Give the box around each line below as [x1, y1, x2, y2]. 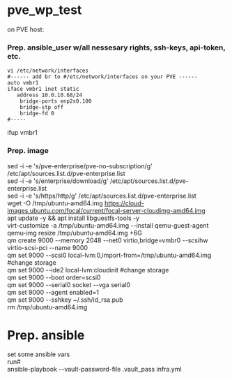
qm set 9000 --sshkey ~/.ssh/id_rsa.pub [7, 295, 123, 304]
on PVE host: [7, 25, 45, 34]
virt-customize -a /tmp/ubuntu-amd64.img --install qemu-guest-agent [7, 221, 209, 229]
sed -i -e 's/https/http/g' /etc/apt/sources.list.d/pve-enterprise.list [7, 191, 196, 200]
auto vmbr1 [7, 80, 39, 87]
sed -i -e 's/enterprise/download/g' [7, 177, 109, 185]
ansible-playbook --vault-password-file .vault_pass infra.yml [7, 365, 183, 374]
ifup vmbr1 [7, 129, 38, 137]
